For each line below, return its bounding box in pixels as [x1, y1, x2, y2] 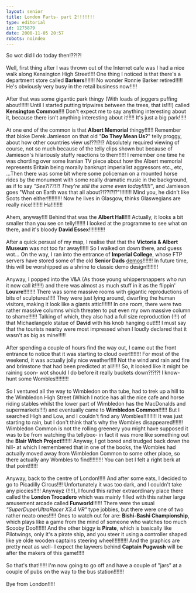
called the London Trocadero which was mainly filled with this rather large [6, 493, 185, 501]
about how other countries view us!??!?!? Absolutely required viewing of [6, 139, 180, 146]
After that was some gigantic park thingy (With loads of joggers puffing [6, 95, 178, 102]
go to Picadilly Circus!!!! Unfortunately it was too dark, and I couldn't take [6, 481, 183, 488]
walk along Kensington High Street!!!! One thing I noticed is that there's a [6, 71, 181, 77]
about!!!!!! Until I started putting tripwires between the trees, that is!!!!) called [6, 102, 190, 108]
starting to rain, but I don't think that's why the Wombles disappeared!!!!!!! [6, 419, 183, 426]
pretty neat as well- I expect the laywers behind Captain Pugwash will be [6, 543, 183, 550]
